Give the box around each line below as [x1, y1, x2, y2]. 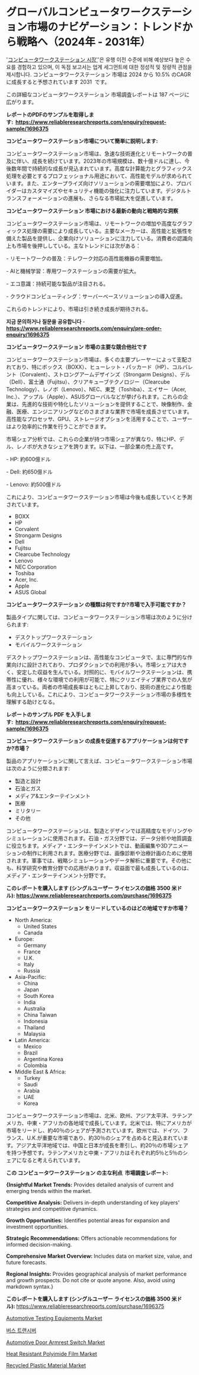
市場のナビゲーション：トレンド [27, 20, 182, 34]
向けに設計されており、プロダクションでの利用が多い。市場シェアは [11, 661, 177, 668]
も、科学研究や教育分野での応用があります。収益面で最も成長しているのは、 [6, 864, 192, 871]
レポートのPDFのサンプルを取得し [6, 111, 89, 118]
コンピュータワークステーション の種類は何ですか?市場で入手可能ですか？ [6, 601, 187, 608]
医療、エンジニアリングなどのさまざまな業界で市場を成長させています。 [16, 408, 192, 415]
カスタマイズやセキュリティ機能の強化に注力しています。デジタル [26, 187, 187, 194]
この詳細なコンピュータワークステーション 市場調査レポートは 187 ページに [6, 90, 190, 98]
